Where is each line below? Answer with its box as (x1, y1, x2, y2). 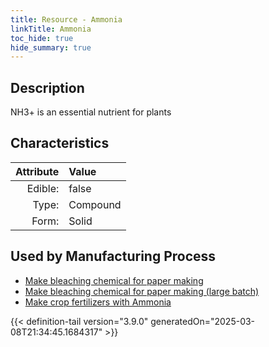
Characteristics (10, 135, 110, 152)
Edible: (26, 181, 60, 195)
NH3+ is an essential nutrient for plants (10, 106, 172, 118)
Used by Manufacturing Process (10, 248, 217, 265)
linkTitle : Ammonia (10, 24, 92, 34)
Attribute (15, 164, 60, 178)
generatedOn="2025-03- (150, 315, 256, 327)
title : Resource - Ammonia (10, 14, 123, 25)
